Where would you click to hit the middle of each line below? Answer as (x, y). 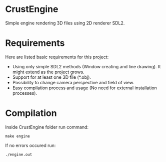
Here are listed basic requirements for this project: (57, 57)
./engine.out (19, 155)
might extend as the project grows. (48, 72)
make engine (17, 136)
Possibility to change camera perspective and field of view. (73, 82)
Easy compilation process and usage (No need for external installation (85, 88)
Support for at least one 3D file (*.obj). (52, 77)
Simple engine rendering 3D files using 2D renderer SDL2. (65, 23)
